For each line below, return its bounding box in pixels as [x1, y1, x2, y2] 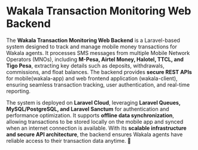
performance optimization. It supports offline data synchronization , [6, 112, 175, 119]
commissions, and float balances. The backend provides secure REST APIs [6, 68, 193, 75]
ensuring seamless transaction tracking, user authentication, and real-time [6, 81, 190, 88]
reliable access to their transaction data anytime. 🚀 [6, 137, 132, 144]
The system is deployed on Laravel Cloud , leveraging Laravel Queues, [6, 99, 181, 106]
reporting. [6, 87, 31, 94]
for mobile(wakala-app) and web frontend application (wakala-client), [6, 75, 178, 82]
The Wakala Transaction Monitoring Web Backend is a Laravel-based [6, 36, 181, 44]
